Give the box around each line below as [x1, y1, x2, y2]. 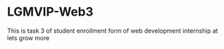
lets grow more [7, 33, 50, 42]
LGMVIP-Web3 [7, 4, 94, 20]
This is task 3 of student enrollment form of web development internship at [7, 27, 219, 35]
